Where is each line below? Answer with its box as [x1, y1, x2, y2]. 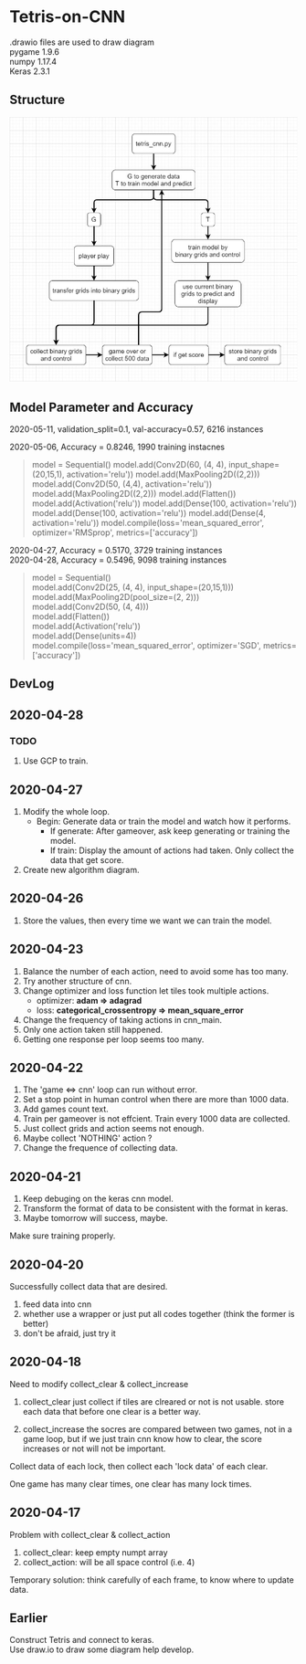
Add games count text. [22, 1103, 110, 1115]
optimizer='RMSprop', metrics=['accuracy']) [31, 527, 198, 538]
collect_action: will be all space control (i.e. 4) [22, 1556, 195, 1567]
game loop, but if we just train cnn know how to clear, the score [22, 1433, 262, 1444]
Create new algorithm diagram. [22, 864, 140, 875]
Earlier [9, 1610, 48, 1627]
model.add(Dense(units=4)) [31, 630, 137, 641]
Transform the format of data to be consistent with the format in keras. [22, 1203, 289, 1214]
